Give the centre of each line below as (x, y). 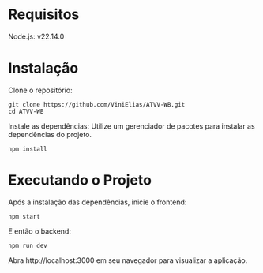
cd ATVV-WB (26, 111)
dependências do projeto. (50, 134)
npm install (28, 149)
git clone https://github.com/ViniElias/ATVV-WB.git (97, 104)
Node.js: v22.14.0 (36, 36)
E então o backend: (39, 231)
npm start (24, 216)
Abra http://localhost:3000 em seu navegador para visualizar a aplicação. (128, 260)
